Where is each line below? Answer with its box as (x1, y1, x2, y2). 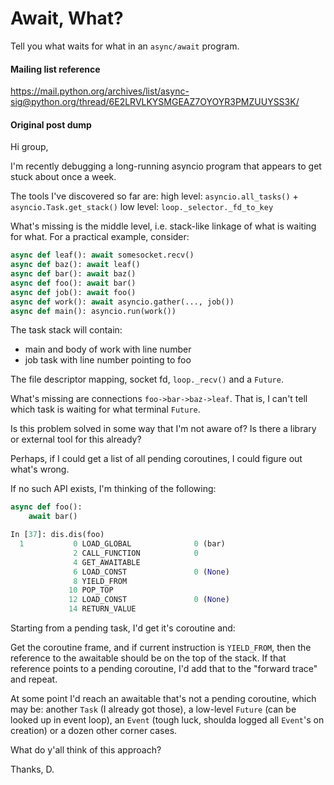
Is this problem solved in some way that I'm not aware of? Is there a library (10, 423, 317, 435)
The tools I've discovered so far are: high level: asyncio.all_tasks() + (10, 190, 299, 202)
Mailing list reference (10, 63, 101, 75)
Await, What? (10, 7, 124, 30)
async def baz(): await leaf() (10, 260, 141, 270)
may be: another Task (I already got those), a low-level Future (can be (10, 703, 297, 716)
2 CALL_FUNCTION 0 (73, 548, 199, 558)
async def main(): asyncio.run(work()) (10, 306, 177, 316)
